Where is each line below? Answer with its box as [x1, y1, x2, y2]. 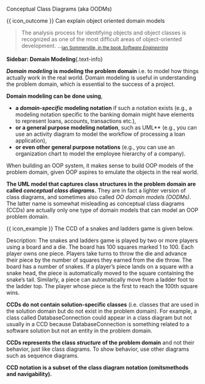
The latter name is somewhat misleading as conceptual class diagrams [6, 200, 185, 207]
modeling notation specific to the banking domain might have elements [15, 111, 195, 118]
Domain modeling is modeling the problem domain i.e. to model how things [6, 67, 199, 74]
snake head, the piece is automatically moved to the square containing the [6, 269, 194, 276]
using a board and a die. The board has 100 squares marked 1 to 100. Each [6, 243, 194, 251]
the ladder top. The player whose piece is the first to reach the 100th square [6, 282, 198, 289]
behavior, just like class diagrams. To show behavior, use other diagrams [6, 345, 190, 353]
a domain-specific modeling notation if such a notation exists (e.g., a [15, 104, 192, 111]
